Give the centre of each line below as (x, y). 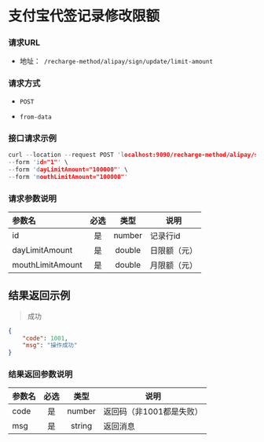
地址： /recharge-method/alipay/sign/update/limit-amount (116, 61)
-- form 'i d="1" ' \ (38, 162)
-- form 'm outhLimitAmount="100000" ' (68, 177)
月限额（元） (174, 265)
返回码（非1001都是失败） (153, 411)
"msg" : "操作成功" (50, 345)
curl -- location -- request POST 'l (66, 155)
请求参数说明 (33, 199)
